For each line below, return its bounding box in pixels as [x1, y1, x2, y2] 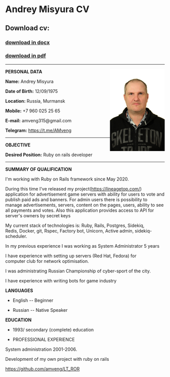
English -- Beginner [12, 297, 54, 303]
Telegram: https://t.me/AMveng [5, 127, 72, 133]
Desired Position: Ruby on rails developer [5, 152, 93, 158]
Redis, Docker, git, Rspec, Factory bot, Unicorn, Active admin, [5, 227, 134, 233]
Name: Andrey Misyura [5, 78, 54, 84]
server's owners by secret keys [5, 212, 71, 218]
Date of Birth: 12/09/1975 [5, 88, 58, 94]
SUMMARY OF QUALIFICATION [5, 166, 72, 172]
